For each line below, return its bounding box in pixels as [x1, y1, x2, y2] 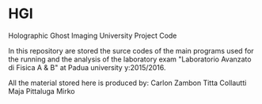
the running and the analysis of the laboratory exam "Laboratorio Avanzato [8, 54, 252, 64]
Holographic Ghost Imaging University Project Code [8, 31, 177, 40]
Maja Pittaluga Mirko [8, 86, 75, 95]
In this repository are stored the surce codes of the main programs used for [8, 46, 255, 55]
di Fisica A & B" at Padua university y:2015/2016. [8, 62, 166, 72]
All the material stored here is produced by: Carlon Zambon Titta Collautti [8, 78, 247, 87]
